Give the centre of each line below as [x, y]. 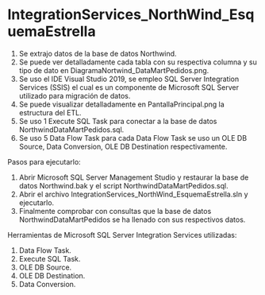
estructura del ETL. [50, 112]
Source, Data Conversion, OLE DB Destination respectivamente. [123, 146]
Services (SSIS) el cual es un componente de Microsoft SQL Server [129, 87]
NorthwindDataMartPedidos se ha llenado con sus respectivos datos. [132, 219]
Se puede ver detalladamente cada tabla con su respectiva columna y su [138, 62]
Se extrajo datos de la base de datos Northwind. [98, 53]
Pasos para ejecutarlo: [44, 161]
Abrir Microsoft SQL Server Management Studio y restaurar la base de [134, 177]
